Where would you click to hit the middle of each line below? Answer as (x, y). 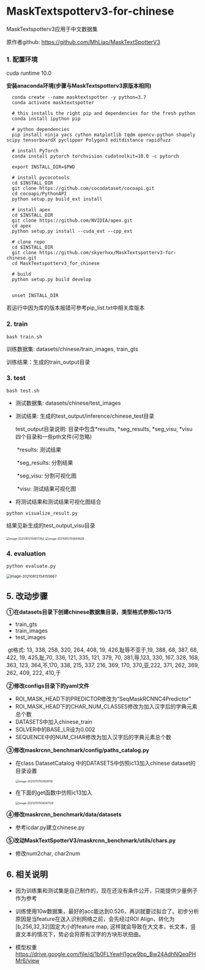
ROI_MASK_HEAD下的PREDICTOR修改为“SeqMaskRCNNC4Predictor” (103, 699)
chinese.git (21, 258)
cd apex (22, 226)
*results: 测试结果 (39, 449)
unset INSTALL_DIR (35, 296)
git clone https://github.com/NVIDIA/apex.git (72, 221)
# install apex (31, 210)
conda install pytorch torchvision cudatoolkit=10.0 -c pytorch (95, 156)
